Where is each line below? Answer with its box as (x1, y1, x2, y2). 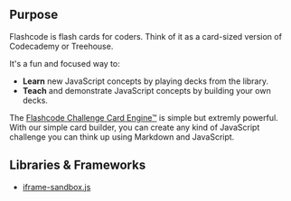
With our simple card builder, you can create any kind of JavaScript (9, 122, 260, 132)
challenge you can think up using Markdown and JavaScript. (9, 131, 235, 142)
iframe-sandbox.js (22, 181, 91, 192)
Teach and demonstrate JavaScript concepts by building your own (22, 85, 271, 96)
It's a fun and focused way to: (9, 58, 120, 69)
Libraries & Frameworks (9, 158, 146, 173)
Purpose (9, 7, 59, 23)
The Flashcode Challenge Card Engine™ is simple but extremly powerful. (9, 112, 278, 123)
